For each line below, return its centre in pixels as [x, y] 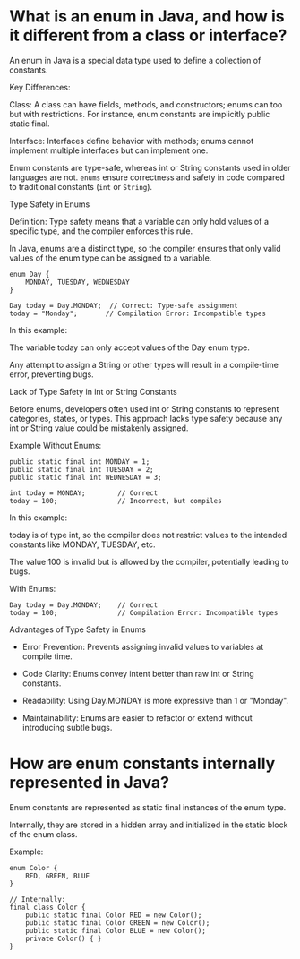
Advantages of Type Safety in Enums [77, 629]
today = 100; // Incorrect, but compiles [116, 501]
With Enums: [33, 588]
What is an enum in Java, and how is [147, 17]
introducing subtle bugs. [67, 727]
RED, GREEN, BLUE [58, 876]
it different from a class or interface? [148, 35]
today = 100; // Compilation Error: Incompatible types [144, 612]
